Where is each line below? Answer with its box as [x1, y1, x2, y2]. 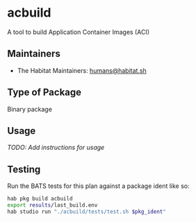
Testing [7, 163, 41, 175]
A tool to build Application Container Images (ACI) [7, 28, 150, 36]
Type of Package [7, 87, 82, 99]
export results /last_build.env [7, 202, 98, 209]
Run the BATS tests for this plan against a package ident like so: [7, 182, 190, 190]
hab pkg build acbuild [7, 196, 73, 203]
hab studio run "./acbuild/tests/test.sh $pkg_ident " [7, 208, 167, 215]
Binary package [7, 105, 52, 113]
